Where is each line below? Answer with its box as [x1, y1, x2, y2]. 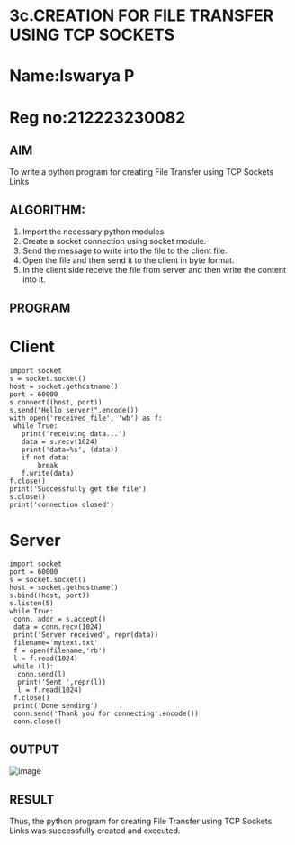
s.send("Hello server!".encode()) [9, 405, 139, 414]
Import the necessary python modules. [22, 226, 166, 237]
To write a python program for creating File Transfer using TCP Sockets [9, 167, 274, 177]
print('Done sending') [13, 702, 99, 711]
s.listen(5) [9, 599, 54, 608]
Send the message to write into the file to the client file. [22, 245, 228, 257]
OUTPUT [9, 741, 60, 757]
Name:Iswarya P [9, 66, 135, 86]
